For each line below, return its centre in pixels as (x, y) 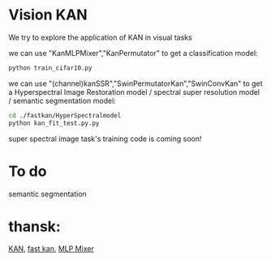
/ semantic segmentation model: (62, 101)
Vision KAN (48, 15)
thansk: (34, 227)
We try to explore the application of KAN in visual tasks (100, 37)
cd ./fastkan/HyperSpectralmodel (65, 115)
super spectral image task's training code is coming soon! (105, 139)
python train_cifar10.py (50, 68)
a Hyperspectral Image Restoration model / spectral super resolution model (134, 92)
